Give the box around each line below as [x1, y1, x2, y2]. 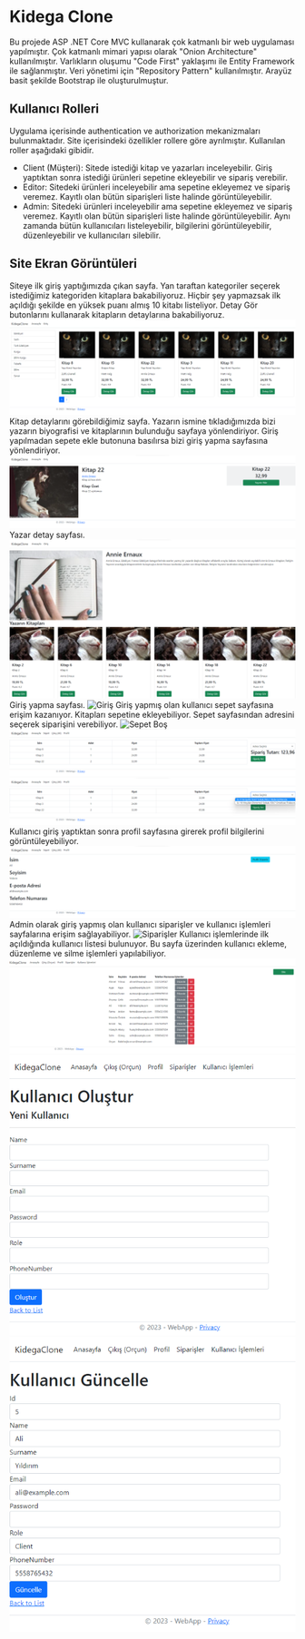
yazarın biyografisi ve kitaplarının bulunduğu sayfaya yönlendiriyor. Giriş [9, 426, 279, 437]
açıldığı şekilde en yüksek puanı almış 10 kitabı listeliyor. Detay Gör [9, 299, 259, 310]
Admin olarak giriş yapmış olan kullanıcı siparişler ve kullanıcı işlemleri [9, 919, 271, 930]
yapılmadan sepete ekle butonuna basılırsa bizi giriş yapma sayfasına [9, 436, 269, 447]
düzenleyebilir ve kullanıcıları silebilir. [22, 230, 162, 240]
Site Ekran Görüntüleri [9, 256, 138, 271]
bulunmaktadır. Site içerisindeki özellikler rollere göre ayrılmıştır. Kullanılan [9, 134, 286, 146]
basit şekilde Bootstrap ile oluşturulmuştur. [9, 74, 169, 85]
